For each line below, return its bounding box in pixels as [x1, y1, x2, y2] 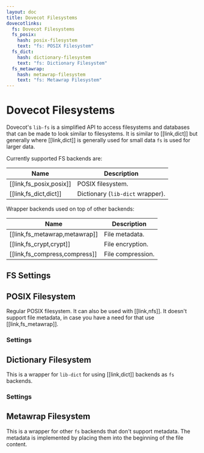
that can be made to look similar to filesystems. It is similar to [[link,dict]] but [6, 130, 198, 137]
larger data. [6, 143, 35, 150]
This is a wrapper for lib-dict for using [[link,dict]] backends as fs [6, 371, 175, 378]
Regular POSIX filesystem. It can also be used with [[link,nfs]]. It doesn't [6, 308, 187, 315]
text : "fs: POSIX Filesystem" [17, 43, 94, 49]
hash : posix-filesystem [17, 37, 78, 43]
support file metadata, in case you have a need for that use [6, 314, 155, 321]
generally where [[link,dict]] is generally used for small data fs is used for [6, 137, 191, 144]
